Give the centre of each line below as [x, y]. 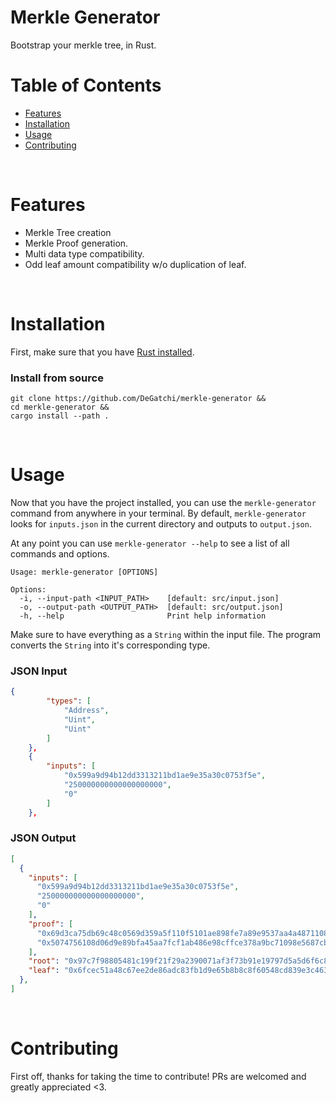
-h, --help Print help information [143, 616]
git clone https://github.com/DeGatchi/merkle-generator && [138, 399]
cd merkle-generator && [60, 407]
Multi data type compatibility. [84, 253]
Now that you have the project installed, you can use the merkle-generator [163, 502]
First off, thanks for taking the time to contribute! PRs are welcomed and [158, 1076]
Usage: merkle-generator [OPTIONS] [84, 572]
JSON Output [43, 838]
